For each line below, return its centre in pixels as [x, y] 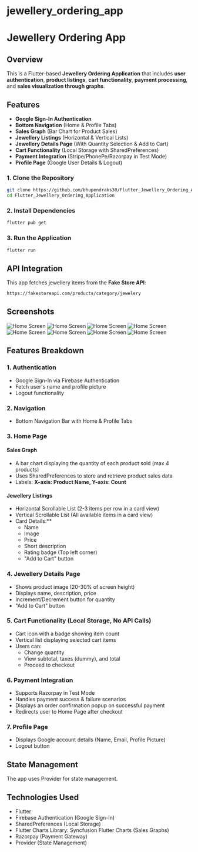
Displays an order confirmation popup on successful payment [90, 705]
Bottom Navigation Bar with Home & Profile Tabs [74, 421]
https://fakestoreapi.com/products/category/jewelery [74, 294]
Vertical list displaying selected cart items [66, 639]
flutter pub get [26, 223]
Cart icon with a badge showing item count [67, 634]
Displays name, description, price [56, 593]
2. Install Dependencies [41, 210]
